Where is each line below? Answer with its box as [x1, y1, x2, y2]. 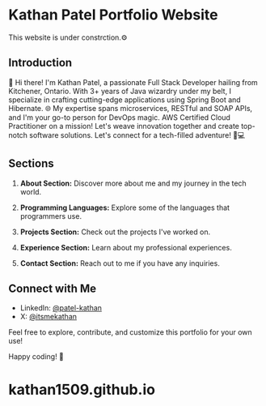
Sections [8, 156, 54, 171]
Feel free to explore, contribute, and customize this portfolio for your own [8, 327, 252, 337]
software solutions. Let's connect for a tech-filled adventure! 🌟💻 [29, 130, 245, 139]
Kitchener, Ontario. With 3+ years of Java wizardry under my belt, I [8, 86, 232, 96]
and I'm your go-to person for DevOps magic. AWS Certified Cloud [8, 112, 230, 122]
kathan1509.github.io [8, 380, 156, 399]
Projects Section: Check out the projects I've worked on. [19, 227, 211, 237]
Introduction [8, 56, 73, 70]
